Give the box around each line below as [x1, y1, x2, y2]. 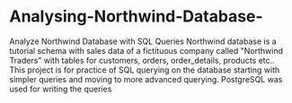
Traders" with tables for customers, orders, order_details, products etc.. [9, 55, 276, 65]
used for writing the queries [9, 83, 112, 94]
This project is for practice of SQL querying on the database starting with [9, 64, 280, 75]
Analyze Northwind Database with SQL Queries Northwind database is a [9, 36, 277, 47]
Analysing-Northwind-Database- [9, 6, 263, 27]
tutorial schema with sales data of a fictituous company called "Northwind [9, 45, 283, 56]
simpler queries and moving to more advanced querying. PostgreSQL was [9, 73, 283, 84]
